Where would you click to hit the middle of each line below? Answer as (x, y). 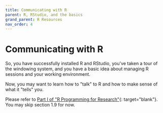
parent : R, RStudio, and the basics (44, 15)
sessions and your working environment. (48, 74)
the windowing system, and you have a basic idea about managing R (77, 69)
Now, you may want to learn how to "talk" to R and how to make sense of (81, 84)
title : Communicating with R (36, 10)
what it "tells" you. (25, 90)
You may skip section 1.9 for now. (40, 105)
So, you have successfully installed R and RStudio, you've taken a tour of (81, 64)
